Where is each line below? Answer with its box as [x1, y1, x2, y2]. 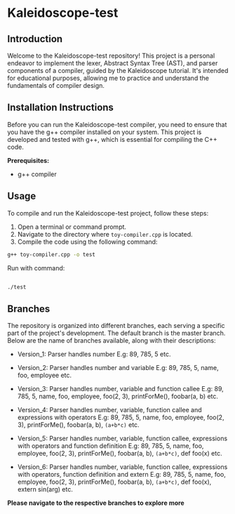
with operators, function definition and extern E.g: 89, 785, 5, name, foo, [17, 470, 226, 479]
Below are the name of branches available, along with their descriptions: [7, 336, 216, 345]
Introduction [7, 33, 63, 45]
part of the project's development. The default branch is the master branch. [7, 329, 226, 338]
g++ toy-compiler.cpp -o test [7, 251, 96, 258]
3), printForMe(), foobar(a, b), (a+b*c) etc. [17, 421, 140, 429]
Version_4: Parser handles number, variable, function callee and [17, 406, 202, 414]
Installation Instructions [7, 102, 114, 114]
